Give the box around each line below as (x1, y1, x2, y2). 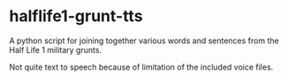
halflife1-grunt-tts (9, 6, 143, 26)
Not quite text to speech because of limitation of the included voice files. (9, 62, 274, 72)
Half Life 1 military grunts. (9, 44, 102, 55)
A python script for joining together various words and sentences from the (9, 35, 280, 46)
